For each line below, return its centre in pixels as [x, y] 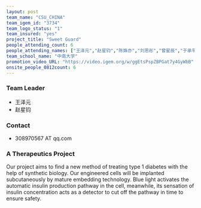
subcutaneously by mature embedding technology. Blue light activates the [98, 179]
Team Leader [26, 88]
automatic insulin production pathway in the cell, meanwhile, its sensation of [100, 186]
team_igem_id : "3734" [33, 23]
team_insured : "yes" [32, 34]
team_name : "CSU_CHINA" [36, 17]
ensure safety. [24, 198]
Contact [18, 125]
